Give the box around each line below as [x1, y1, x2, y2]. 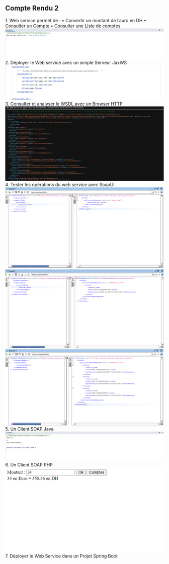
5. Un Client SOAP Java [5, 426, 54, 432]
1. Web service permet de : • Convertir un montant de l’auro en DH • [5, 17, 147, 23]
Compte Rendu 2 [5, 4, 59, 13]
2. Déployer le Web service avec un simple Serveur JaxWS [5, 60, 127, 66]
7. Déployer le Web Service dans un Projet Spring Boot [5, 553, 118, 559]
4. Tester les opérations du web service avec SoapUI [5, 181, 115, 188]
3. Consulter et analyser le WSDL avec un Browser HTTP [5, 101, 123, 107]
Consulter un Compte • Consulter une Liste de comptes [5, 23, 121, 29]
